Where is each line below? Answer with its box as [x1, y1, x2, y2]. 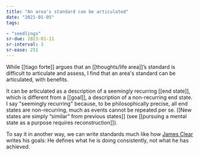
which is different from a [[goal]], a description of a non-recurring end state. [6, 93, 193, 101]
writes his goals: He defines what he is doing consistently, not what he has [6, 137, 189, 144]
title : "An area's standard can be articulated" [6, 8, 129, 15]
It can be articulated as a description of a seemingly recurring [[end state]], [6, 87, 191, 94]
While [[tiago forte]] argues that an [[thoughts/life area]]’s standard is [6, 63, 175, 70]
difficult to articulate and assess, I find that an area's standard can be [6, 69, 176, 77]
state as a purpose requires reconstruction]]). [6, 119, 118, 126]
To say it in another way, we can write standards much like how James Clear [6, 130, 194, 137]
